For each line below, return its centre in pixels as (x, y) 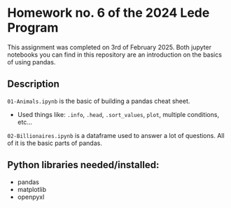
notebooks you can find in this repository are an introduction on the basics (115, 55)
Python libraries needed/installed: (83, 165)
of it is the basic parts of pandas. (55, 143)
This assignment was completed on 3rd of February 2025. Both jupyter (110, 47)
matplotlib (32, 189)
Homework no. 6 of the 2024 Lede (108, 13)
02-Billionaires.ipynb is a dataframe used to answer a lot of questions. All (116, 135)
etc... (25, 122)
